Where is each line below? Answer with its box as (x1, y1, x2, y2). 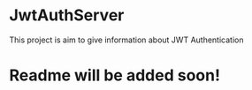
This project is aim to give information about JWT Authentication (9, 34, 244, 45)
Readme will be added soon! (9, 65, 221, 86)
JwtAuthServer (9, 5, 125, 26)
